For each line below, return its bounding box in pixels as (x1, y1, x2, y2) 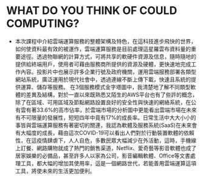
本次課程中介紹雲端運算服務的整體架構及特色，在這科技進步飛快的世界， (15, 37, 196, 45)
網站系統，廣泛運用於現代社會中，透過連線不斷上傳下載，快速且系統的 (15, 76, 191, 83)
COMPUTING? (6, 16, 80, 31)
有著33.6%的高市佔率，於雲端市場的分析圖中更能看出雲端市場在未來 (26, 106, 197, 113)
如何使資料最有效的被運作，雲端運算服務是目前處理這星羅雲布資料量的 (15, 45, 191, 52)
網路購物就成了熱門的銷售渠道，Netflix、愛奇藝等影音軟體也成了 (36, 144, 197, 151)
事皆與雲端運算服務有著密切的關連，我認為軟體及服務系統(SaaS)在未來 (15, 121, 192, 129)
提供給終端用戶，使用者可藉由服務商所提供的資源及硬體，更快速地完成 (15, 60, 191, 68)
